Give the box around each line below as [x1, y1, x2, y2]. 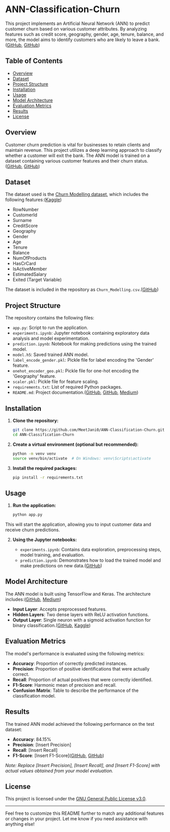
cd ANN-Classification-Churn [12, 432, 74, 437]
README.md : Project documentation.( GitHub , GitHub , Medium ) [12, 390, 139, 396]
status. [134, 157, 148, 164]
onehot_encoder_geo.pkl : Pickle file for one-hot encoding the [12, 368, 139, 374]
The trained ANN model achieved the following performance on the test [5, 721, 154, 727]
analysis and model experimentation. [12, 335, 90, 341]
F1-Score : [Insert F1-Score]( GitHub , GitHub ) [12, 752, 105, 758]
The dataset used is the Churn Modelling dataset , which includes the [5, 191, 149, 198]
